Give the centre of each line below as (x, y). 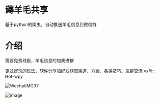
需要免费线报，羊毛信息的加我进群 (40, 60)
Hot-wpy (14, 76)
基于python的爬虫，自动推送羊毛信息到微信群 (51, 24)
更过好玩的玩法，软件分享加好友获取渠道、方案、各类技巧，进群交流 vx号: (80, 71)
